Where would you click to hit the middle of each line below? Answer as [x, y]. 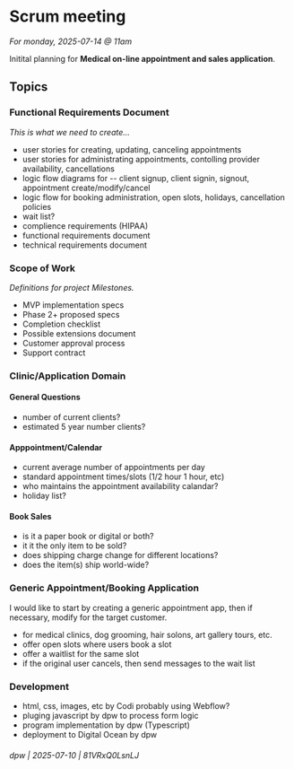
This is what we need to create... [69, 132]
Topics [29, 87]
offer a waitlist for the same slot [81, 653]
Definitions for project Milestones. [72, 287]
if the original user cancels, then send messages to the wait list [138, 663]
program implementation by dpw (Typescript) [106, 725]
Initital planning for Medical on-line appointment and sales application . [143, 58]
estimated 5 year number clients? [84, 427]
